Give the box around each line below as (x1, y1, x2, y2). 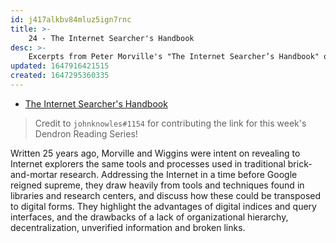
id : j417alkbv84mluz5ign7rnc (10, 14, 132, 25)
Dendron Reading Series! (34, 127, 138, 140)
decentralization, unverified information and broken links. (10, 221, 246, 233)
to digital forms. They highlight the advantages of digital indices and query (10, 200, 317, 212)
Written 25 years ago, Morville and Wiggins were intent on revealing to (10, 147, 301, 159)
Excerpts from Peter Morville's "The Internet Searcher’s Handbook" (28, 52, 320, 62)
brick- (287, 157, 313, 170)
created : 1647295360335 (10, 71, 110, 81)
